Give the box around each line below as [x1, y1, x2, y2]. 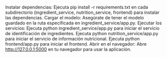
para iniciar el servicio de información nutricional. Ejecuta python [5, 36, 140, 42]
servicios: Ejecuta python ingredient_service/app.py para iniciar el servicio [5, 25, 160, 31]
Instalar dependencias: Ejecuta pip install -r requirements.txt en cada [5, 4, 148, 10]
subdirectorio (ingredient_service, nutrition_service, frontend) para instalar [5, 9, 160, 15]
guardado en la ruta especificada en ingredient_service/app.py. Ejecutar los [5, 20, 162, 26]
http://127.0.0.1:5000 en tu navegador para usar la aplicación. [5, 47, 132, 52]
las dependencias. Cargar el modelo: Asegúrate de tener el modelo [5, 15, 144, 20]
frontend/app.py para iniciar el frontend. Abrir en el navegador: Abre [5, 41, 147, 47]
